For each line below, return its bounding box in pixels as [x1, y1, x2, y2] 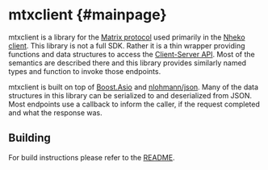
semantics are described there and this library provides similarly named [8, 58, 247, 68]
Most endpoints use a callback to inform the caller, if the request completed [8, 99, 260, 109]
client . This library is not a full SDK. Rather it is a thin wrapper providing [8, 40, 245, 50]
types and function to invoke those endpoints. [8, 66, 161, 76]
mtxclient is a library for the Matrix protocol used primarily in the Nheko [8, 32, 245, 42]
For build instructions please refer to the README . [8, 152, 175, 162]
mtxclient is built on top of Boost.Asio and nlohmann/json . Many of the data [8, 82, 259, 92]
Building [8, 131, 51, 145]
